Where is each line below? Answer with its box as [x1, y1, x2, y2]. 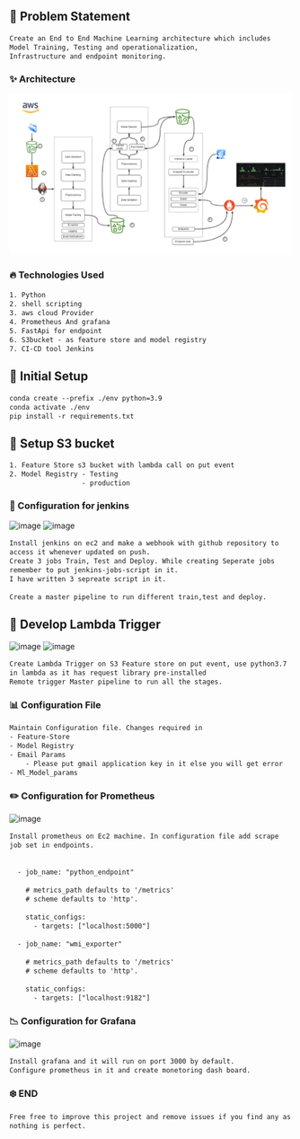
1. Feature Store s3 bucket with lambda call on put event [9, 461, 235, 470]
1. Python [9, 290, 47, 299]
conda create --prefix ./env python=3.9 [9, 393, 163, 402]
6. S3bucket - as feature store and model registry [9, 335, 207, 344]
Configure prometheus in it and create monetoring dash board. [9, 1066, 251, 1075]
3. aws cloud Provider [9, 308, 94, 317]
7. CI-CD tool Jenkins [9, 344, 94, 353]
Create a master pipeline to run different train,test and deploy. [9, 592, 268, 602]
